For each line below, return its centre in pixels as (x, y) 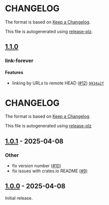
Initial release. (19, 198)
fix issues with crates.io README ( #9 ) (50, 171)
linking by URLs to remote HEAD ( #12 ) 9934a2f (58, 83)
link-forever (19, 61)
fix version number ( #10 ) (37, 166)
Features (14, 72)
